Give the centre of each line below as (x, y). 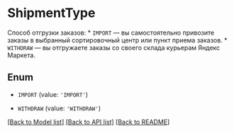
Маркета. (21, 55)
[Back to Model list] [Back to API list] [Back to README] (89, 122)
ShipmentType (51, 13)
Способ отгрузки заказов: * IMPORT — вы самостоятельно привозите (111, 33)
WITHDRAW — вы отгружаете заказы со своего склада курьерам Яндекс (114, 47)
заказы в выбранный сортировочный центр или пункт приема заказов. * (118, 40)
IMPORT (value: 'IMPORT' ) (53, 94)
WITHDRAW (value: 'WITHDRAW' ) (59, 108)
